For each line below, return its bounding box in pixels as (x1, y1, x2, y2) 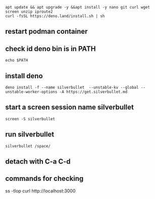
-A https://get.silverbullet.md (59, 89, 128, 94)
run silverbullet (5, 130, 55, 139)
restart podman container (5, 27, 88, 36)
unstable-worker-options (5, 89, 58, 94)
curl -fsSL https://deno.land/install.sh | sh (5, 14, 105, 19)
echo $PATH (5, 58, 28, 63)
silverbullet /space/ (5, 143, 51, 148)
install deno (5, 71, 43, 80)
